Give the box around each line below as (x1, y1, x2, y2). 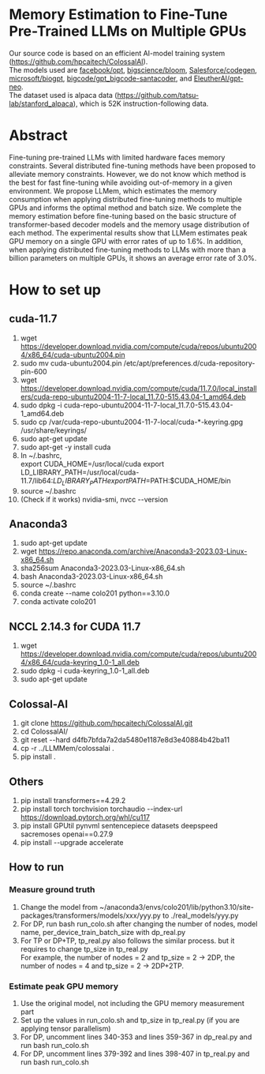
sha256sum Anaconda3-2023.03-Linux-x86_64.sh (20, 563, 185, 573)
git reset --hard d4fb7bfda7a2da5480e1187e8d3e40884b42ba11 (20, 735, 230, 745)
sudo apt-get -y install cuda (20, 442, 111, 452)
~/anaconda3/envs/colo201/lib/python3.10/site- (99, 902, 255, 911)
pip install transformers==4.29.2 (20, 795, 126, 805)
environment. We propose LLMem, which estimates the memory (9, 186, 218, 195)
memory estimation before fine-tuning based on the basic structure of (9, 211, 237, 220)
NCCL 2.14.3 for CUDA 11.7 (9, 620, 141, 633)
